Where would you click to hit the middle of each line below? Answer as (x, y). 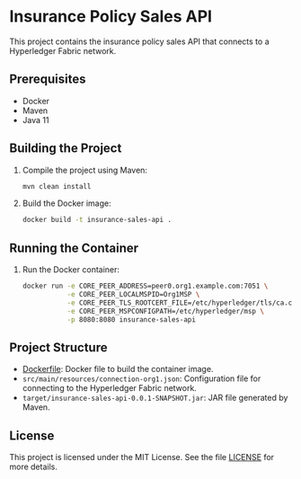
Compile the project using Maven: (85, 170)
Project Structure (58, 347)
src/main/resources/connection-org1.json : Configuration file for (142, 378)
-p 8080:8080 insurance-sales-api (131, 319)
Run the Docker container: (71, 270)
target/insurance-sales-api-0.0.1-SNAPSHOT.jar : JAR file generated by (155, 398)
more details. (34, 467)
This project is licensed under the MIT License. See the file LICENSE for (142, 457)
